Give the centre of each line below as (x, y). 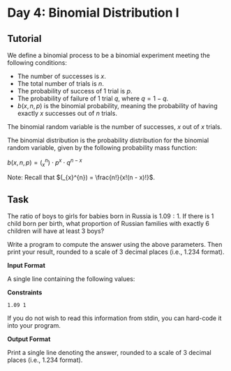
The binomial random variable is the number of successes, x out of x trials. (114, 127)
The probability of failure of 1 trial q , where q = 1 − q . (93, 98)
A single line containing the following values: (71, 279)
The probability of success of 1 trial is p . (75, 91)
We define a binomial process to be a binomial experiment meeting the (109, 55)
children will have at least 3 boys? (56, 231)
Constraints (25, 293)
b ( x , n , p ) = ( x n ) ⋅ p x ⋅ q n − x (45, 162)
